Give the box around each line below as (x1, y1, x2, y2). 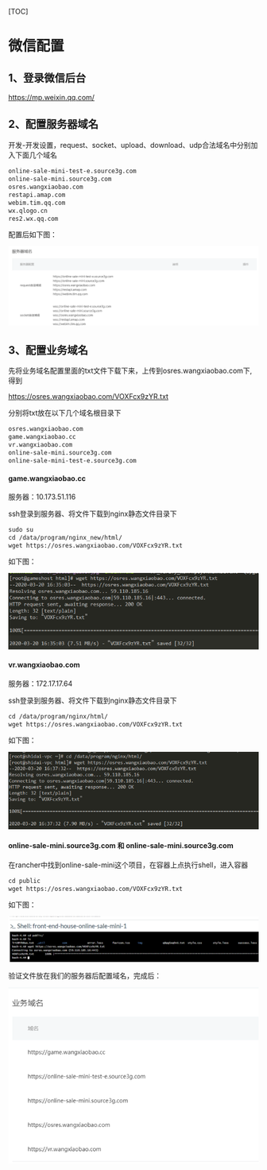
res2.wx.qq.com (8, 215, 59, 223)
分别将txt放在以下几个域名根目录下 (8, 409, 122, 418)
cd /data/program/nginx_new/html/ (8, 534, 123, 542)
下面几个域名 (14, 150, 57, 160)
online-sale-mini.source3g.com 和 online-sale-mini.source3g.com (8, 841, 234, 850)
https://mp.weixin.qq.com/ (8, 93, 95, 102)
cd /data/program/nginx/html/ (8, 713, 109, 721)
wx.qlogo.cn (8, 207, 48, 215)
